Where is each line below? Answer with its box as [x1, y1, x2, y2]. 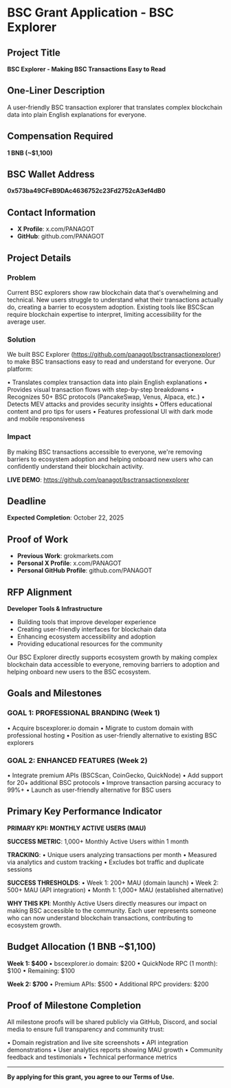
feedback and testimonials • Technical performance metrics [7, 1053, 177, 1061]
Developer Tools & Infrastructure [7, 604, 103, 612]
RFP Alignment [7, 586, 72, 598]
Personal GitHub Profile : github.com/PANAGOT [16, 566, 153, 575]
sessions [7, 865, 32, 874]
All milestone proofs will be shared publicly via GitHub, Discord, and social [7, 1018, 218, 1026]
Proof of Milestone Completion [7, 999, 142, 1011]
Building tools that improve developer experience [16, 617, 157, 626]
